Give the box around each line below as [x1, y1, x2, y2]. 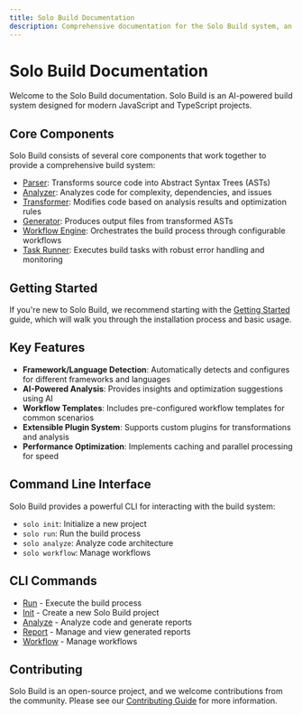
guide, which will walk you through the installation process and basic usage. [9, 314, 292, 325]
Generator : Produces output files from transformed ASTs [22, 216, 233, 227]
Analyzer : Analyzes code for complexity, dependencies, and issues [22, 187, 272, 198]
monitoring [22, 254, 63, 265]
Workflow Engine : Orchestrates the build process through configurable [22, 225, 286, 236]
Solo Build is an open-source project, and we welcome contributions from [9, 686, 283, 697]
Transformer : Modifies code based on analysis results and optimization [22, 196, 287, 208]
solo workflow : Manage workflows [22, 547, 151, 558]
